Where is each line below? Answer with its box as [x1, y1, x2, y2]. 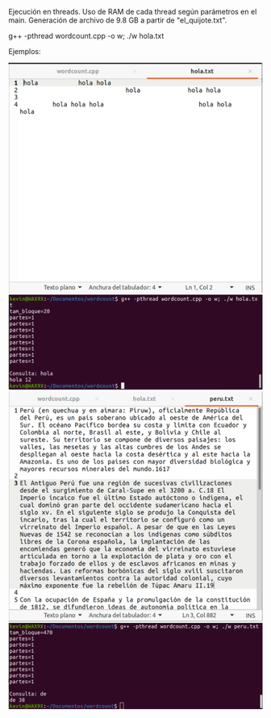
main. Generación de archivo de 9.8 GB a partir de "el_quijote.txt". [8, 15, 227, 25]
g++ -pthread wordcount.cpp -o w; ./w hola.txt [8, 31, 165, 40]
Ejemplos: [8, 47, 42, 56]
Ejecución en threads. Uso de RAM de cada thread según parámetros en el [8, 7, 257, 16]
